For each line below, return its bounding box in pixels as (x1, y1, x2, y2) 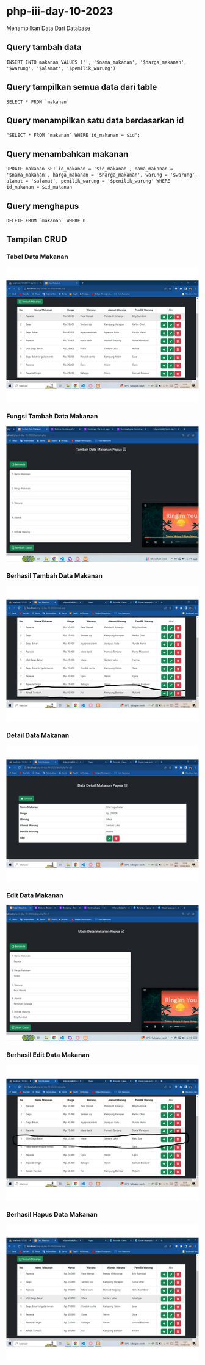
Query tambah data (6, 42, 82, 53)
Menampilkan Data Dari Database (6, 24, 91, 32)
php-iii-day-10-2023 (6, 4, 113, 18)
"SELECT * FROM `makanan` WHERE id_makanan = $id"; (6, 133, 140, 139)
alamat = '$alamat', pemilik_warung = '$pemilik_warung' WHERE (6, 178, 171, 184)
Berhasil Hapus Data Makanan (6, 1210, 98, 1218)
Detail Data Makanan (6, 731, 70, 740)
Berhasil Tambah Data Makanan (6, 572, 103, 580)
